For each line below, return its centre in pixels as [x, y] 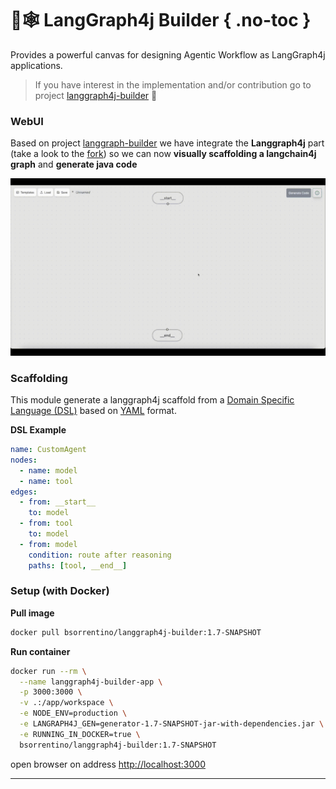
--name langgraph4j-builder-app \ [91, 682]
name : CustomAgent [48, 450]
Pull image [32, 613]
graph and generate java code [74, 164]
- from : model [48, 544]
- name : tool [46, 481]
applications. [36, 65]
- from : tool [46, 523]
